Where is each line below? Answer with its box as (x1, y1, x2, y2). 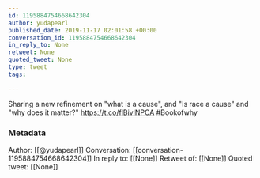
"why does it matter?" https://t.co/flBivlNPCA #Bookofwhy (8, 108, 198, 117)
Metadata (8, 127, 46, 138)
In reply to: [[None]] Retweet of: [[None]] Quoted (93, 153, 253, 163)
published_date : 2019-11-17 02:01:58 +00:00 (8, 26, 157, 34)
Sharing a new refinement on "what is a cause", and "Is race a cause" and (8, 99, 249, 108)
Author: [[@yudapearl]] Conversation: (8, 145, 132, 154)
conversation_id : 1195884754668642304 (8, 33, 136, 42)
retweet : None (8, 48, 55, 56)
